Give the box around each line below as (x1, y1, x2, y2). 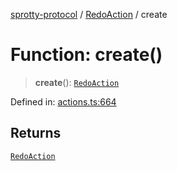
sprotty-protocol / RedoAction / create (10, 9, 168, 20)
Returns (10, 125, 62, 142)
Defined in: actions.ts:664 (10, 95, 117, 108)
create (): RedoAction (34, 76, 120, 88)
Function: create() (10, 44, 163, 66)
